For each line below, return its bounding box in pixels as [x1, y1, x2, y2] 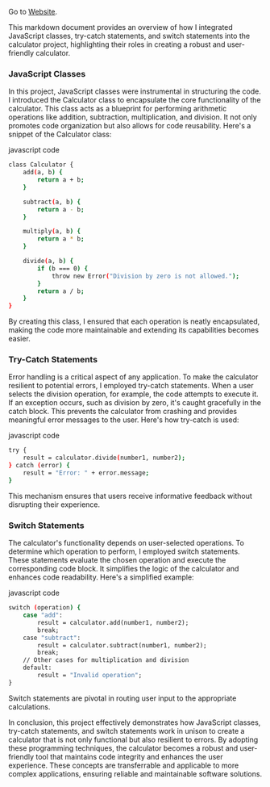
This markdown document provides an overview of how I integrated [8, 23, 234, 31]
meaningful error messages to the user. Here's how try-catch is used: [8, 415, 239, 425]
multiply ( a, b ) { [23, 228, 81, 236]
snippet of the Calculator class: [8, 129, 112, 140]
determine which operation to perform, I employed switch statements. [8, 546, 240, 556]
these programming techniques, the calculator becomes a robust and [8, 743, 239, 753]
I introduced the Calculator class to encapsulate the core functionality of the [8, 95, 261, 105]
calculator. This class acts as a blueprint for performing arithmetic [8, 104, 227, 114]
